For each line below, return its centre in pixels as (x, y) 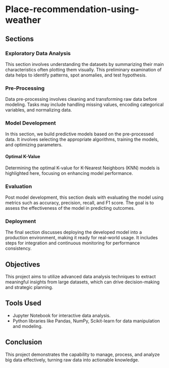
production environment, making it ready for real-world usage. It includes (81, 238)
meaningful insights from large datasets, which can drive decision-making (82, 282)
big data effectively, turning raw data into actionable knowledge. (72, 360)
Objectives (23, 264)
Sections (19, 39)
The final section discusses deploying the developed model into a (74, 232)
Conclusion (24, 342)
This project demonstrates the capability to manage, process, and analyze (83, 354)
